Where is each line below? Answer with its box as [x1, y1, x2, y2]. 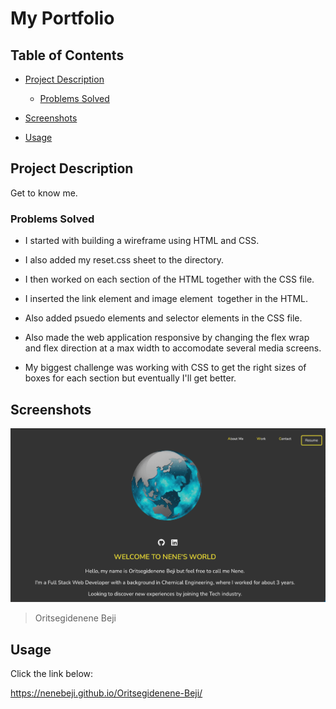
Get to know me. [10, 187, 78, 199]
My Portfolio [10, 7, 115, 30]
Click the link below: [10, 668, 94, 680]
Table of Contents [10, 47, 125, 64]
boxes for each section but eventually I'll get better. [24, 372, 237, 384]
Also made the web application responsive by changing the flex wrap [24, 332, 310, 344]
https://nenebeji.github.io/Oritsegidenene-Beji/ [10, 687, 203, 699]
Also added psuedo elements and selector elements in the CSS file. [24, 312, 303, 324]
